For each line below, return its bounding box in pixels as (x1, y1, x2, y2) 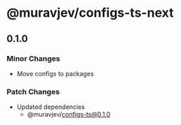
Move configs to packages (16, 69, 94, 78)
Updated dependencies (16, 103, 86, 111)
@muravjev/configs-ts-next (6, 5, 174, 21)
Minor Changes (6, 54, 60, 64)
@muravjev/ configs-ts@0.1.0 (27, 110, 111, 119)
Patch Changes (6, 87, 60, 96)
